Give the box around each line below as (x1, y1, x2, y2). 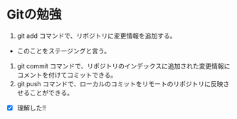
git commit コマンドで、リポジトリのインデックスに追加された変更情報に (16, 61, 231, 70)
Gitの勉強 (6, 6, 62, 23)
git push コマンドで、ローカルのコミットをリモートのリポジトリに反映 (16, 79, 223, 88)
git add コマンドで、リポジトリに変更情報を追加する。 (16, 31, 177, 40)
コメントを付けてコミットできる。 (16, 71, 117, 79)
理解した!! (16, 103, 46, 112)
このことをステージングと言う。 (16, 46, 111, 55)
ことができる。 (29, 88, 74, 97)
